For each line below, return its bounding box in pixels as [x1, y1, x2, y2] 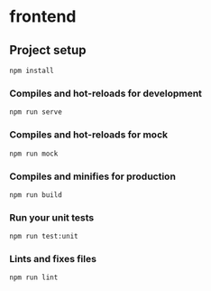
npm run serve [9, 108, 63, 117]
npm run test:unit [9, 232, 78, 241]
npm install [9, 66, 54, 75]
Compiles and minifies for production [9, 170, 176, 183]
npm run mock [9, 149, 59, 158]
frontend [9, 6, 77, 27]
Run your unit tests [9, 211, 95, 223]
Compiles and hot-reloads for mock [9, 128, 169, 141]
